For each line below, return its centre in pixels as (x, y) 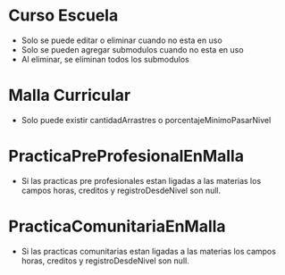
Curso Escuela (63, 16)
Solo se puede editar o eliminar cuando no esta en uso (122, 40)
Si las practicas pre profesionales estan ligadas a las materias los (141, 180)
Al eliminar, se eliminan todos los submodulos (105, 59)
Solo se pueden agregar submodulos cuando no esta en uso (132, 49)
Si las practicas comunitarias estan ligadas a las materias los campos (148, 251)
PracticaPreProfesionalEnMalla (126, 156)
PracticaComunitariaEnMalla (117, 226)
